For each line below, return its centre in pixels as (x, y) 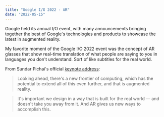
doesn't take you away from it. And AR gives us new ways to (79, 104)
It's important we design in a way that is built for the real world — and (88, 98)
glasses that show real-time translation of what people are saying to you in (81, 54)
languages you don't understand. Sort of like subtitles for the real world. (79, 59)
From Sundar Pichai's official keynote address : (53, 69)
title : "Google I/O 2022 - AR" (37, 10)
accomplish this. (34, 109)
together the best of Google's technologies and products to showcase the (81, 34)
